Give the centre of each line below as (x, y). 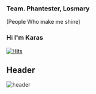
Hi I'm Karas (25, 38)
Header (21, 70)
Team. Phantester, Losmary (48, 9)
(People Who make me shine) (43, 22)
